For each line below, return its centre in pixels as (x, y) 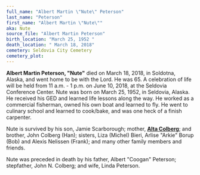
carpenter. (19, 117)
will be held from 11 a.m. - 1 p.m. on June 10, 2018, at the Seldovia (87, 85)
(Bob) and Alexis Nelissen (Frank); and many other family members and (94, 141)
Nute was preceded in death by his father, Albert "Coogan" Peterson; (91, 159)
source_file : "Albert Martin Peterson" (56, 34)
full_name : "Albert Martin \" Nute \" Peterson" (65, 12)
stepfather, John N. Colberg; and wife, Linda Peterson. (73, 165)
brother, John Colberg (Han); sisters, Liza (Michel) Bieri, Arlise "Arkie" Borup (100, 135)
